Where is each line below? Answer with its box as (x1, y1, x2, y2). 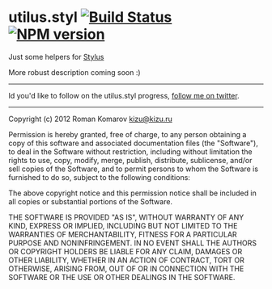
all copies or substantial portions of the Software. (8, 196, 172, 206)
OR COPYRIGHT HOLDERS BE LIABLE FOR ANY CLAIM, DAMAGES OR (8, 246, 243, 256)
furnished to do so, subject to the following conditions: (8, 172, 190, 182)
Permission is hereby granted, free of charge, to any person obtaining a (8, 129, 247, 139)
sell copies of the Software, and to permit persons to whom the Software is (8, 164, 259, 174)
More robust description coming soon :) (8, 67, 141, 77)
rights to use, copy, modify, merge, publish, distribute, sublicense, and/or (8, 155, 253, 165)
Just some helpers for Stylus (8, 52, 104, 61)
